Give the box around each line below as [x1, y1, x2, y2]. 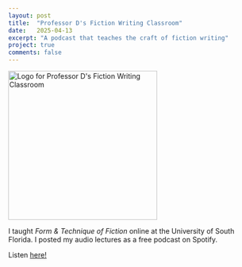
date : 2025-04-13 [8, 26, 73, 34]
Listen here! [8, 250, 48, 259]
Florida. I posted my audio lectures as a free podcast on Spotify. [8, 235, 218, 244]
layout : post [8, 11, 52, 20]
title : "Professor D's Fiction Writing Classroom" [8, 19, 182, 27]
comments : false [8, 48, 62, 56]
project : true [8, 41, 56, 49]
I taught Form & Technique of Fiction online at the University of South [8, 226, 235, 235]
